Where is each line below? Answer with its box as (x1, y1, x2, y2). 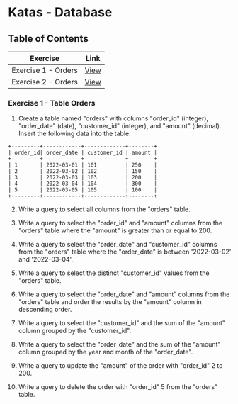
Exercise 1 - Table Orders (8, 98, 96, 108)
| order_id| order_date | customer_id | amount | (8, 150, 158, 157)
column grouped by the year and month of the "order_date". (18, 348, 193, 357)
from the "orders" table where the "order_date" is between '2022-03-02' (18, 247, 232, 256)
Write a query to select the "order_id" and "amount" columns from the (18, 219, 222, 228)
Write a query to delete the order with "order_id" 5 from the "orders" (18, 383, 218, 391)
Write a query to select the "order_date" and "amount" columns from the (18, 290, 230, 298)
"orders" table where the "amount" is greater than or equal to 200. (18, 226, 212, 235)
